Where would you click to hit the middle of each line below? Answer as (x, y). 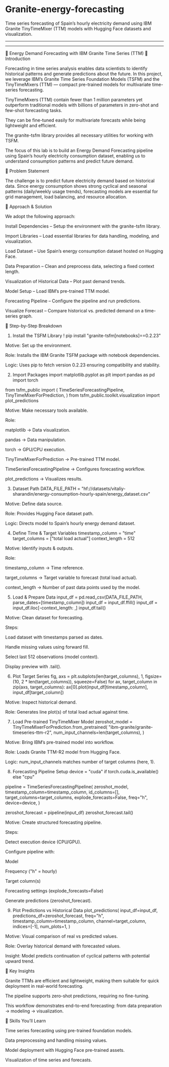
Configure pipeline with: (30, 851)
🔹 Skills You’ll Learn (26, 1021)
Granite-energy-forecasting (65, 9)
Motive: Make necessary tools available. (47, 410)
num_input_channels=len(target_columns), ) (99, 732)
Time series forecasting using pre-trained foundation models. (69, 1030)
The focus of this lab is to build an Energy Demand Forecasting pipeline (79, 150)
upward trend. (20, 961)
